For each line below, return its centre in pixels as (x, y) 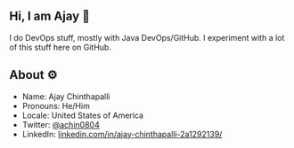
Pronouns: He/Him (56, 105)
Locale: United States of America (83, 115)
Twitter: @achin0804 (61, 124)
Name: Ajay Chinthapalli (66, 96)
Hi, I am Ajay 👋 (50, 16)
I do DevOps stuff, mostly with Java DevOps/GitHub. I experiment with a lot (147, 37)
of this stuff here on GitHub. (60, 47)
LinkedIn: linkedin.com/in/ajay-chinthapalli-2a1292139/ (122, 134)
